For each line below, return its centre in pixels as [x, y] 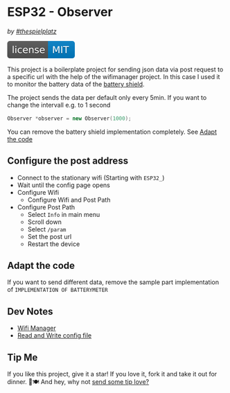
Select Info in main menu [64, 214]
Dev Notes [30, 312]
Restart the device [54, 244]
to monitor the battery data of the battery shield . [76, 84]
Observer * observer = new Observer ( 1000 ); [69, 119]
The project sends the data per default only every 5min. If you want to [107, 97]
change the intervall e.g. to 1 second [59, 105]
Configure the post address [68, 161]
